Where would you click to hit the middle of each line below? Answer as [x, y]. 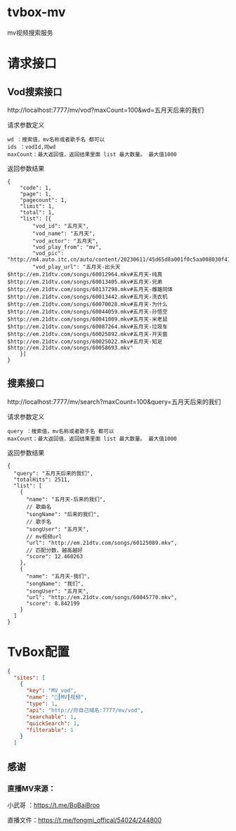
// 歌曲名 [39, 507]
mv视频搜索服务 [30, 32]
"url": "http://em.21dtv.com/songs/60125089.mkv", [101, 543]
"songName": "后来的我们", [63, 514]
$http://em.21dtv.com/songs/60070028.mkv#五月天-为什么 [87, 304]
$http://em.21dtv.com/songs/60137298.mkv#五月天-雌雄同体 [90, 289]
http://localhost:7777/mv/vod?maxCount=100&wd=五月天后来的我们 [106, 110]
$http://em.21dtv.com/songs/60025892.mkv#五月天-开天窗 [87, 334]
